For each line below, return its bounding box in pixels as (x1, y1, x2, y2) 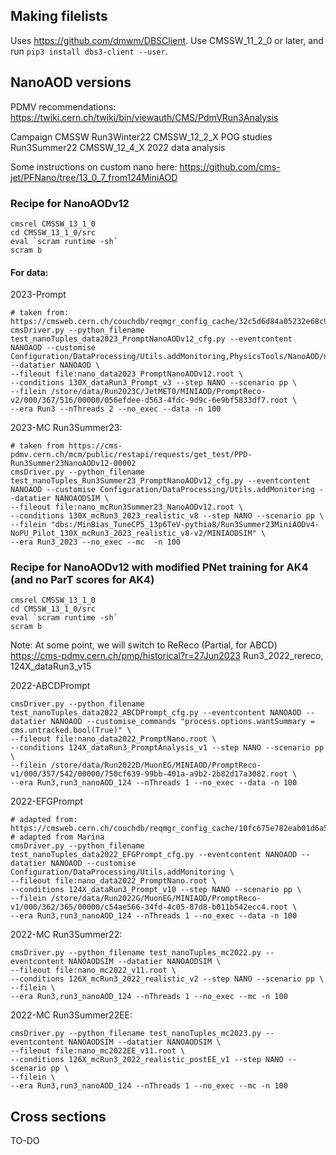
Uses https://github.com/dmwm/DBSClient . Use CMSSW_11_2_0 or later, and (10, 34, 324, 46)
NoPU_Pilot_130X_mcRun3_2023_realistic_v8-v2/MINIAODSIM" (10, 529, 257, 539)
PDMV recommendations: (10, 100, 117, 113)
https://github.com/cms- (179, 160, 281, 173)
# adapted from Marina (10, 832, 105, 843)
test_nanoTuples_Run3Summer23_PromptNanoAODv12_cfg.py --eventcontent (10, 476, 311, 486)
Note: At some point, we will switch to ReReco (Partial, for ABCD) (10, 639, 278, 651)
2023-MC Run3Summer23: (10, 422, 123, 434)
